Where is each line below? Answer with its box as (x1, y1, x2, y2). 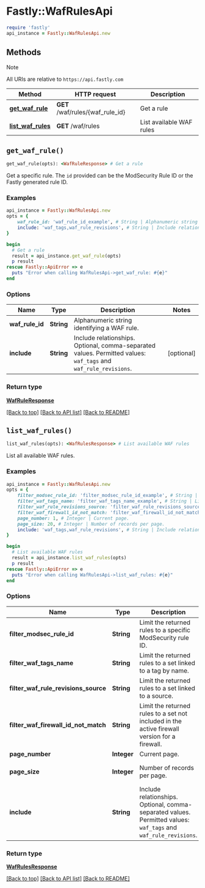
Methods (6, 47, 41, 58)
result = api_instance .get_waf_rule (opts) (12, 253, 121, 259)
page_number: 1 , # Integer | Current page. (17, 515, 130, 521)
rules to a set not (139, 709, 188, 717)
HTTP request (74, 90, 117, 99)
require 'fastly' (6, 24, 51, 31)
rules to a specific (139, 625, 191, 634)
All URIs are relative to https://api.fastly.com (6, 75, 124, 83)
